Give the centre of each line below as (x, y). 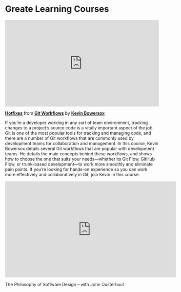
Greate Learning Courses (57, 9)
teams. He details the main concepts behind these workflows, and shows (79, 154)
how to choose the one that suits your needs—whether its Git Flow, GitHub (80, 159)
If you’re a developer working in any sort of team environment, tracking (77, 123)
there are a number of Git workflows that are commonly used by (70, 138)
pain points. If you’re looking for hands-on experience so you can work (76, 169)
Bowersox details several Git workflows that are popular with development (80, 149)
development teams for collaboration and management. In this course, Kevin (82, 144)
